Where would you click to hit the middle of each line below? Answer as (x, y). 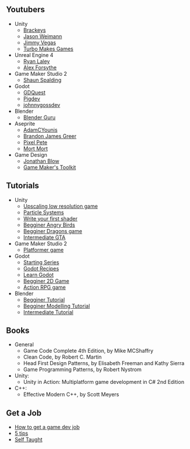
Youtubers (25, 10)
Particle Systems (44, 212)
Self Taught (28, 440)
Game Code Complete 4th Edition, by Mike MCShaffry (88, 351)
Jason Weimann (43, 36)
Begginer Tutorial (44, 299)
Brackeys (34, 30)
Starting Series (41, 262)
